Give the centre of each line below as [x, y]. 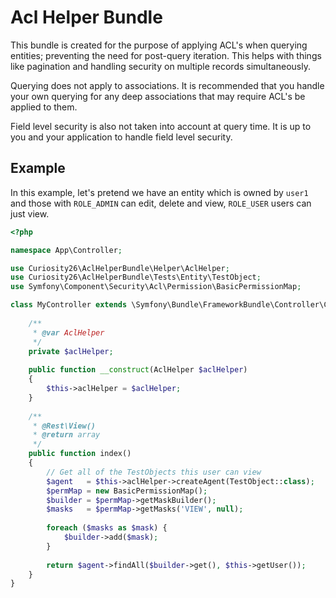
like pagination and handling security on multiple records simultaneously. [160, 66]
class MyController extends [69, 305]
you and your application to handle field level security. [121, 137]
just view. [30, 213]
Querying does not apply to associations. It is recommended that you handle [167, 85]
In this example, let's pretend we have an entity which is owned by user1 [159, 192]
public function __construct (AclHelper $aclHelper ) [138, 370]
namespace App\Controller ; [66, 250]
